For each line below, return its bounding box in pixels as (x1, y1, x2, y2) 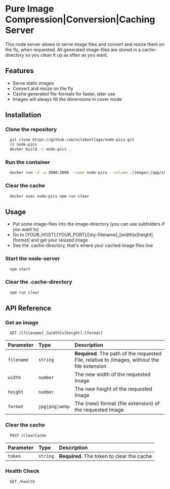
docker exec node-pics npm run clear (10, 193, 90, 199)
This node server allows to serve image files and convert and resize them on (5, 41, 165, 47)
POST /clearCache (10, 433, 47, 438)
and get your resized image (31, 237, 89, 243)
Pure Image (5, 3, 54, 15)
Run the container (5, 159, 51, 166)
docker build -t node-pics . (10, 147, 71, 152)
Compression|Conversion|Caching (5, 14, 155, 25)
